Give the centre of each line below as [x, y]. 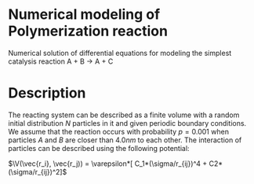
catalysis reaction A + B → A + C [61, 61]
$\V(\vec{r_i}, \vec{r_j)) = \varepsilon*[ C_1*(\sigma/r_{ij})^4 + [108, 164]
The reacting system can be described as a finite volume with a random [124, 115]
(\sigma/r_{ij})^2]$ [38, 171]
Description [47, 93]
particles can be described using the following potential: [99, 148]
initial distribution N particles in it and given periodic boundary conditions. [127, 123]
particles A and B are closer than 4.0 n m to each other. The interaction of [125, 140]
